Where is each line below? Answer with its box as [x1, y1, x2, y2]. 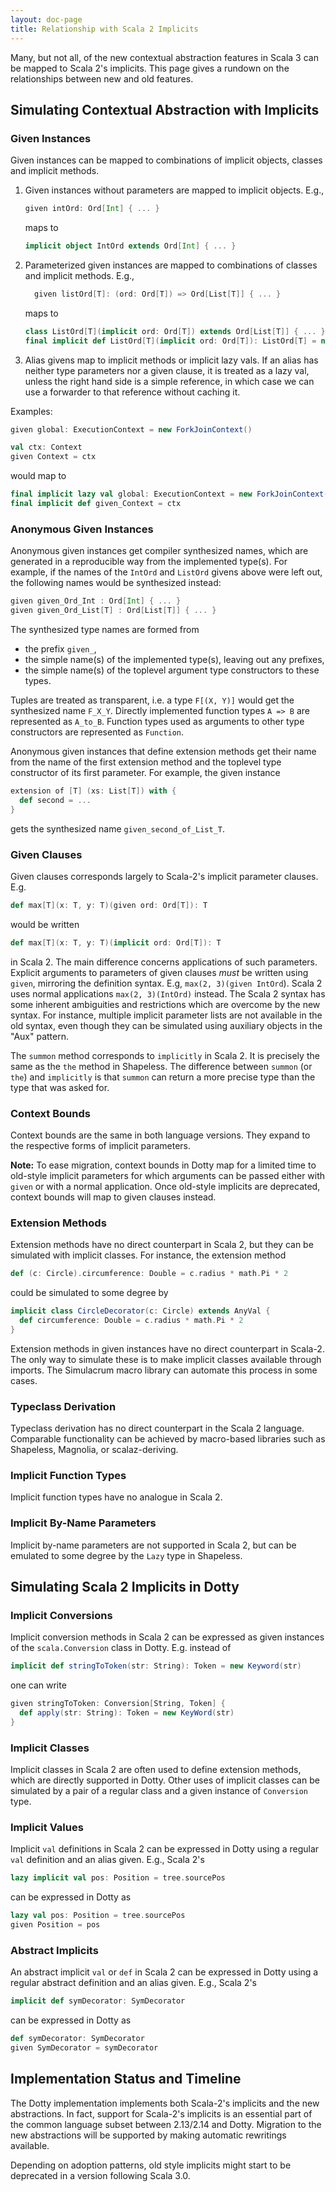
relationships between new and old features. [10, 72, 194, 85]
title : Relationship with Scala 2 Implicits [10, 24, 199, 34]
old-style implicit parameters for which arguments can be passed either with [10, 1169, 326, 1181]
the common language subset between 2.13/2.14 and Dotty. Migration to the [10, 2118, 322, 2130]
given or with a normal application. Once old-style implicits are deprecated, [10, 1180, 321, 1192]
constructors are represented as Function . [10, 726, 185, 738]
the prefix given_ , [24, 642, 97, 655]
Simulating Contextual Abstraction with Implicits [10, 101, 320, 118]
